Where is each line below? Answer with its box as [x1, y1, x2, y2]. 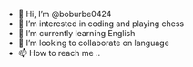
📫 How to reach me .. [17, 48, 101, 58]
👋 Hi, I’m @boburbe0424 [17, 9, 112, 19]
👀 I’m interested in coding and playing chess [17, 18, 185, 29]
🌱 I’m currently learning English [17, 28, 136, 38]
